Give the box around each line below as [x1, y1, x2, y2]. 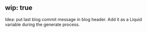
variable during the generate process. [5, 21, 80, 27]
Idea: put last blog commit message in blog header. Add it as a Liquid [5, 16, 142, 22]
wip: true [5, 4, 33, 12]
